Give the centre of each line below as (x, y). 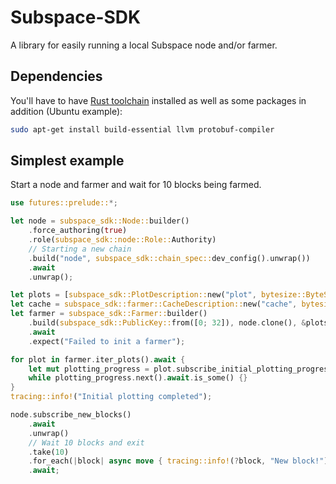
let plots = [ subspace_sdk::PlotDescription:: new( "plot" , (133, 295)
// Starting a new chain (80, 249)
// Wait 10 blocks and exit (86, 442)
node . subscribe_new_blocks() (71, 415)
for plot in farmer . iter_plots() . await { (98, 359)
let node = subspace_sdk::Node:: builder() (100, 221)
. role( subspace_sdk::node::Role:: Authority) (122, 240)
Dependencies (56, 76)
